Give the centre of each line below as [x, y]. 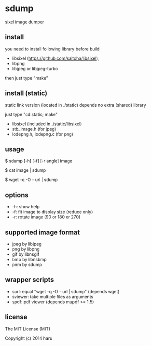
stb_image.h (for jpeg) [34, 129]
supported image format [42, 232]
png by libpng [26, 249]
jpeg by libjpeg [27, 244]
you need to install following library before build [52, 49]
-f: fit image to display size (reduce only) [52, 212]
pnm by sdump [27, 264]
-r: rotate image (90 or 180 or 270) [46, 217]
